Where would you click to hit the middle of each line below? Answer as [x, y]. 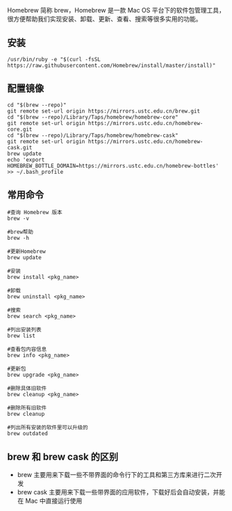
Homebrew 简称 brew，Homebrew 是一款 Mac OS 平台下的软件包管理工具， [116, 10]
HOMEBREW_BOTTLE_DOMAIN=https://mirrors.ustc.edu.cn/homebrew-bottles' [113, 165]
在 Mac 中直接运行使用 [50, 501]
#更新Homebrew [27, 252]
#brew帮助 [20, 232]
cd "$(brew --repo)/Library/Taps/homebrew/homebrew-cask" [93, 135]
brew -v [18, 219]
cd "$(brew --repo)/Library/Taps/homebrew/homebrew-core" [93, 117]
